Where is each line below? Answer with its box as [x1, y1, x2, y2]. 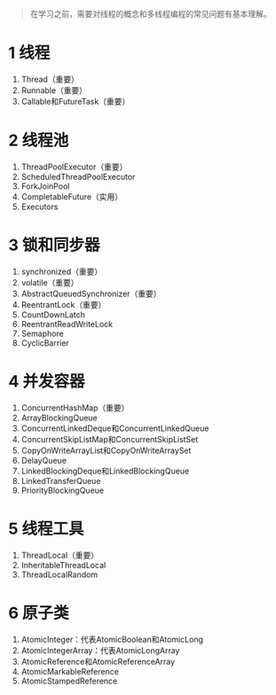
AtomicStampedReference [20, 675, 118, 686]
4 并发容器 [8, 371, 85, 391]
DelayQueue [20, 455, 67, 465]
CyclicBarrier [20, 337, 70, 348]
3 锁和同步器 [8, 235, 100, 255]
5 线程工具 [8, 519, 85, 539]
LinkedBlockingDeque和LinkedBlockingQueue [20, 465, 190, 476]
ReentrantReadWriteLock [20, 318, 114, 329]
